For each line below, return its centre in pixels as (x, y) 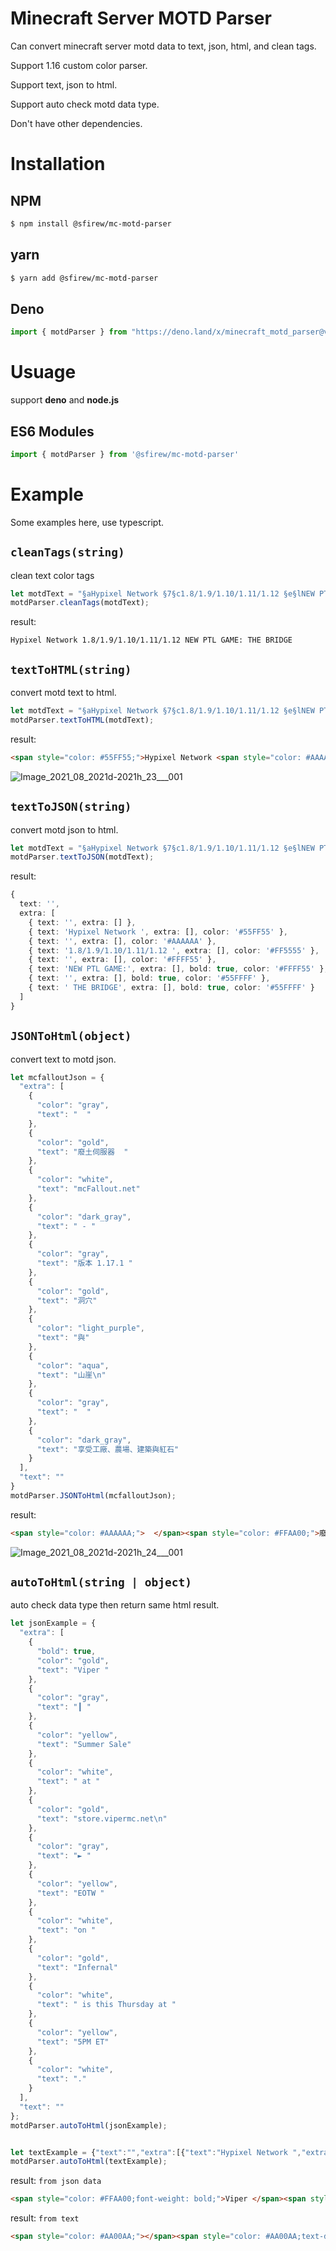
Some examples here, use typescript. (87, 522)
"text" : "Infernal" (77, 1967)
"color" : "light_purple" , (90, 1328)
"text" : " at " (68, 1782)
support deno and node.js (65, 400)
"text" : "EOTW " (70, 1893)
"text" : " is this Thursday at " (106, 2005)
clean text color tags (52, 575)
